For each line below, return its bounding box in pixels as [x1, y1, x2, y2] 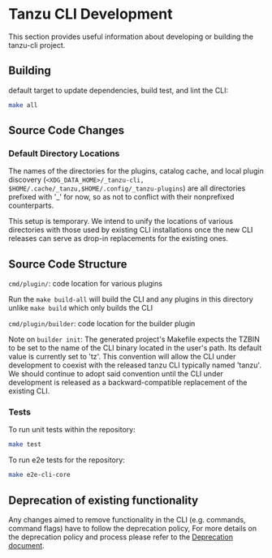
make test [8, 440, 42, 449]
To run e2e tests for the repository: [8, 455, 126, 465]
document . [8, 540, 45, 550]
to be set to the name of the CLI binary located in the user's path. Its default [8, 343, 262, 353]
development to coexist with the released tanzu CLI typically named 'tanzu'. [8, 360, 262, 370]
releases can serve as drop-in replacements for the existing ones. [8, 234, 229, 243]
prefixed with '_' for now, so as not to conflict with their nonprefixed [8, 192, 235, 202]
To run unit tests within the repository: [8, 425, 136, 435]
